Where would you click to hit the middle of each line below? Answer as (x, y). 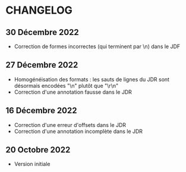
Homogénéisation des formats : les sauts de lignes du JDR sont (92, 79)
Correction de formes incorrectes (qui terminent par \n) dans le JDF (97, 46)
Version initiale (32, 164)
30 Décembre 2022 (42, 32)
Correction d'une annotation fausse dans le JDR (73, 92)
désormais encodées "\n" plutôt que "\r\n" (66, 85)
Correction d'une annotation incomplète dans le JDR (78, 131)
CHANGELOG (39, 10)
